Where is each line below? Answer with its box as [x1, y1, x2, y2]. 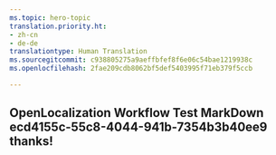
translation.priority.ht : [9, 22, 107, 31]
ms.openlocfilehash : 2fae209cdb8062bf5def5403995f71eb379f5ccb [9, 64, 253, 73]
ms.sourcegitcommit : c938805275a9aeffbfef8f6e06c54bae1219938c [9, 55, 253, 64]
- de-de [9, 38, 39, 48]
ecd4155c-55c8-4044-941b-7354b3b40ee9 [9, 120, 268, 135]
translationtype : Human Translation [9, 47, 148, 56]
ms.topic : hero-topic [9, 13, 91, 23]
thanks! [9, 133, 54, 150]
